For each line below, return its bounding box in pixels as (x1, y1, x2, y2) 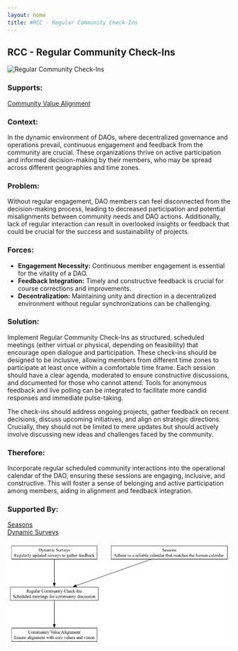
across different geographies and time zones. (7, 163, 141, 171)
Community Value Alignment (7, 99, 91, 107)
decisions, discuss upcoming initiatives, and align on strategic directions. (7, 415, 222, 423)
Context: (7, 117, 38, 127)
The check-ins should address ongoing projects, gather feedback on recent (7, 407, 229, 416)
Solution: (7, 317, 40, 327)
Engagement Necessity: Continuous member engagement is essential (17, 261, 225, 270)
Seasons (7, 520, 33, 529)
